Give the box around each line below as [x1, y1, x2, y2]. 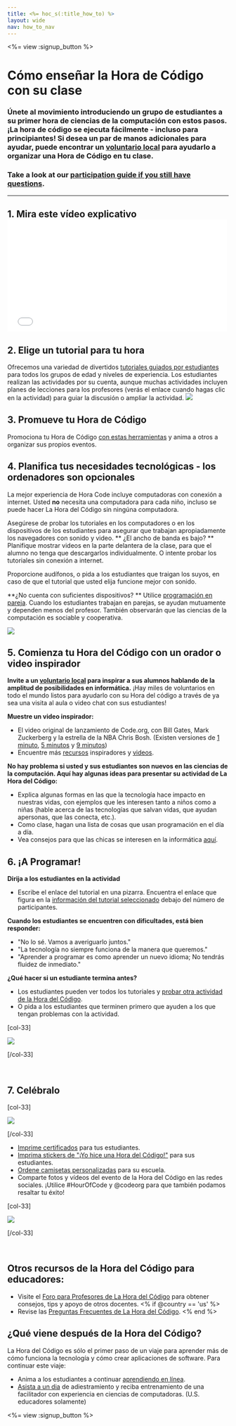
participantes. [17, 903, 58, 911]
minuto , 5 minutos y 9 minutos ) [17, 741, 107, 750]
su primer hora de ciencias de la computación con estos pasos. [7, 116, 227, 126]
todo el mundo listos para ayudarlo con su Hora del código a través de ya [7, 691, 220, 700]
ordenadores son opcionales [7, 472, 136, 484]
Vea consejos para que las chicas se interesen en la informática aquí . [17, 835, 218, 844]
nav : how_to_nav [7, 23, 55, 30]
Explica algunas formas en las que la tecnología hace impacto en [17, 790, 206, 799]
